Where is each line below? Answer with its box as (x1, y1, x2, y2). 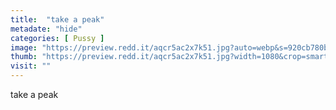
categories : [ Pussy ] (10, 33, 105, 43)
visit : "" (10, 61, 52, 71)
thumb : (10, 52, 38, 62)
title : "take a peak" (10, 14, 105, 25)
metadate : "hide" (10, 24, 83, 34)
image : (10, 42, 38, 53)
